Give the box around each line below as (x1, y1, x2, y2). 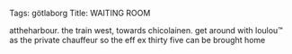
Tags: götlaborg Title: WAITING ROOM (9, 8, 151, 18)
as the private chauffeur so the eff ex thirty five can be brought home (9, 35, 266, 45)
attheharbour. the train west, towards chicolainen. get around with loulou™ (9, 25, 283, 35)
